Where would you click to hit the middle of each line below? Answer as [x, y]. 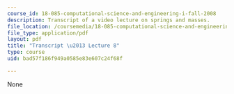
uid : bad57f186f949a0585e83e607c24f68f [65, 59]
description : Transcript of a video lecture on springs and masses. [109, 20]
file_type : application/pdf [48, 33]
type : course [26, 53]
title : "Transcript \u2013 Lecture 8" [63, 46]
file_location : [29, 26]
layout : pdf [24, 39]
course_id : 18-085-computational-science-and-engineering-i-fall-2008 [112, 13]
